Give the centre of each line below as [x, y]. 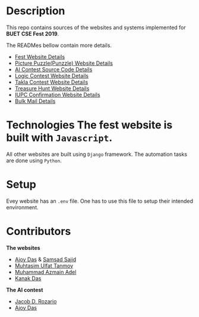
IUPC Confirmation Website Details [57, 95]
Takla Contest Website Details [51, 82]
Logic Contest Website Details [52, 76]
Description [36, 11]
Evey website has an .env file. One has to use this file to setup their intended [100, 201]
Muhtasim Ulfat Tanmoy [44, 265]
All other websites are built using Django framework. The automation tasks [97, 154]
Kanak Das [28, 278]
